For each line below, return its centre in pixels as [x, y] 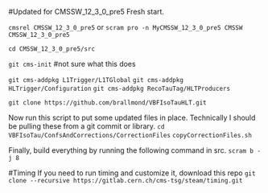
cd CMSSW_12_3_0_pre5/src [52, 49]
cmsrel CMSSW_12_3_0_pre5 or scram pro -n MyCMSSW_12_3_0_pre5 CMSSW [126, 27]
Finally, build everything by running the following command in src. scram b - [135, 150]
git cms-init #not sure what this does [72, 64]
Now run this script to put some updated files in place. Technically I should [132, 117]
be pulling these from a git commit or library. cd [87, 126]
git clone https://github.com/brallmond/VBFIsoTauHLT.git [107, 103]
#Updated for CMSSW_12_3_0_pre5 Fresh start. [87, 12]
